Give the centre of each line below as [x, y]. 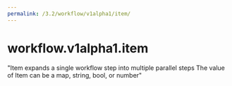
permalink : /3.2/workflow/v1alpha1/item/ [69, 14]
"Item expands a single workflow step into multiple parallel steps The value [116, 68]
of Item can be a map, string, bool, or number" [75, 75]
